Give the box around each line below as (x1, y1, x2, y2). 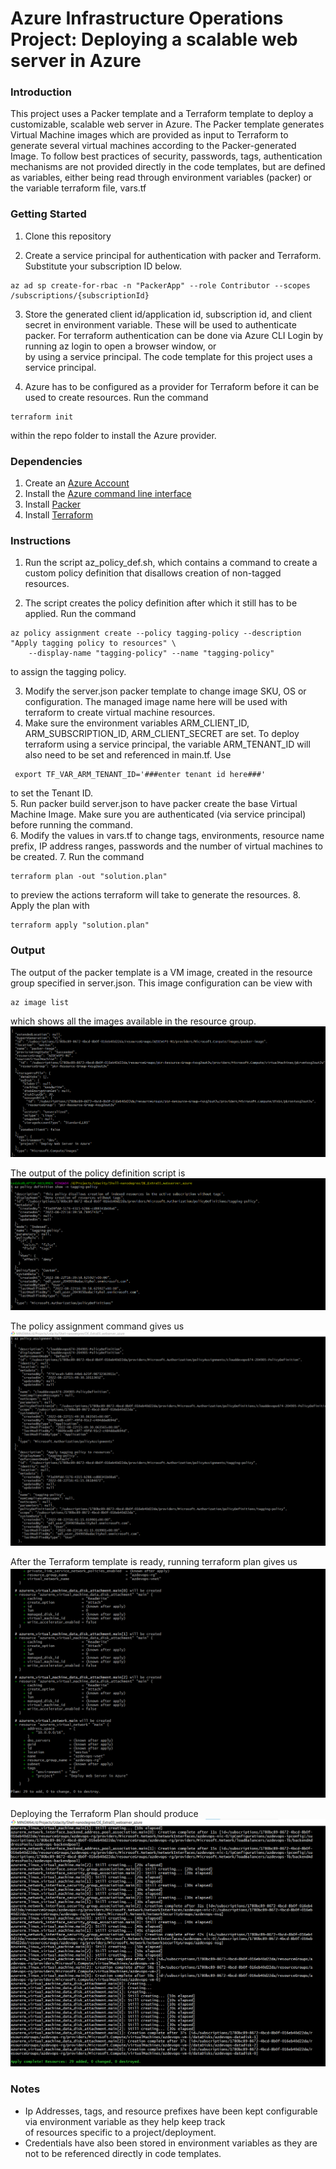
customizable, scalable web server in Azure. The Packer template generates (10, 118, 325, 131)
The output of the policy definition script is (10, 1167, 186, 1179)
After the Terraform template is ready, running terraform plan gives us (10, 1555, 298, 1567)
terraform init (10, 412, 74, 422)
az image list (10, 997, 70, 1007)
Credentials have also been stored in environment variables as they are (24, 2137, 318, 2149)
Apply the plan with (10, 900, 90, 912)
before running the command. (10, 819, 133, 831)
